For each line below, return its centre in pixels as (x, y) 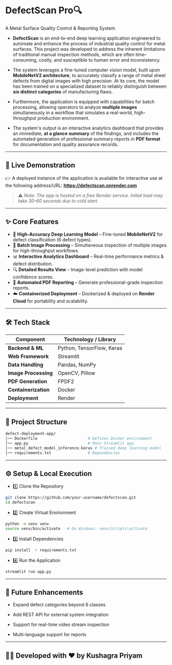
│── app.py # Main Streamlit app (70, 443)
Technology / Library (90, 339)
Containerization (29, 390)
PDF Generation (28, 382)
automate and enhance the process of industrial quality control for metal (89, 43)
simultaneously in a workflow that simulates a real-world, (73, 112)
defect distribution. (33, 263)
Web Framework (28, 356)
